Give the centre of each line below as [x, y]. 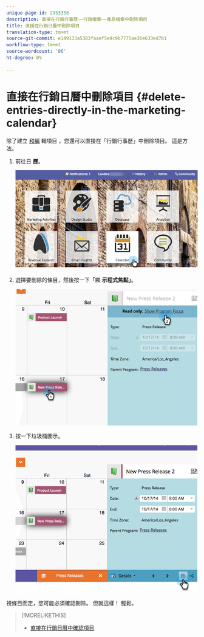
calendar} [32, 123]
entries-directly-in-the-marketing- [96, 110]
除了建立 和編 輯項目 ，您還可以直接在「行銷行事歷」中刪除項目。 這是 [94, 140]
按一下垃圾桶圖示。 [39, 436]
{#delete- [161, 97]
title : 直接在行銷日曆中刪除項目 [43, 26]
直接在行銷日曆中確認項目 [62, 628]
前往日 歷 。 [29, 161]
